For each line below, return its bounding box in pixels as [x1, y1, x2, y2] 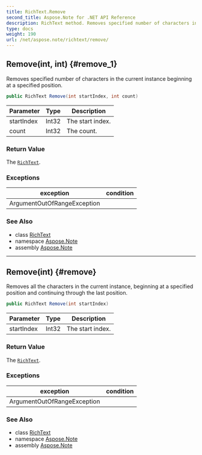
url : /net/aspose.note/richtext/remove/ [6, 37, 109, 43]
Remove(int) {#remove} [6, 266, 97, 277]
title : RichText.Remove [6, 8, 66, 15]
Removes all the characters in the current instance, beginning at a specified [6, 283, 194, 290]
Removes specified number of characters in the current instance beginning [6, 75, 192, 82]
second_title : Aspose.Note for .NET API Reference [6, 14, 136, 20]
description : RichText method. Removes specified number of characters [6, 20, 189, 26]
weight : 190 [6, 31, 36, 37]
